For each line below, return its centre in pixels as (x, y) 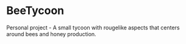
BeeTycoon (35, 11)
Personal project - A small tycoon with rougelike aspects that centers (93, 28)
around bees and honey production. (51, 34)
